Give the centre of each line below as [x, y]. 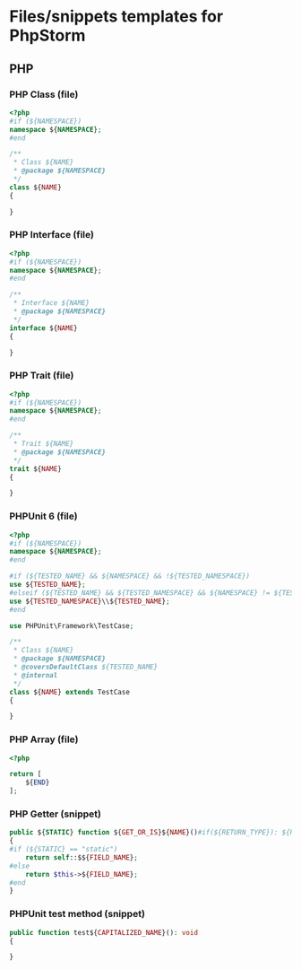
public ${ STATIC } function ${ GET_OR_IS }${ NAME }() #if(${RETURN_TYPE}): [144, 833]
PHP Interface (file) [52, 235]
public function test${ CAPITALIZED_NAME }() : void [104, 932]
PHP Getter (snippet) [55, 814]
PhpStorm [47, 35]
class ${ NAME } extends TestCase [69, 692]
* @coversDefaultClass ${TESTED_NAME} [86, 667]
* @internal [35, 675]
